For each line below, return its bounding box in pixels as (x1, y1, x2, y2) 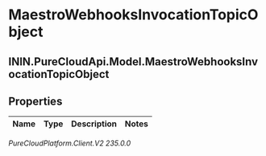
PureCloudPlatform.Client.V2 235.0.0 (8, 138, 131, 148)
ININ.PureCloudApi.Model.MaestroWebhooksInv (8, 55, 259, 68)
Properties (8, 94, 63, 108)
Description (71, 118, 117, 129)
